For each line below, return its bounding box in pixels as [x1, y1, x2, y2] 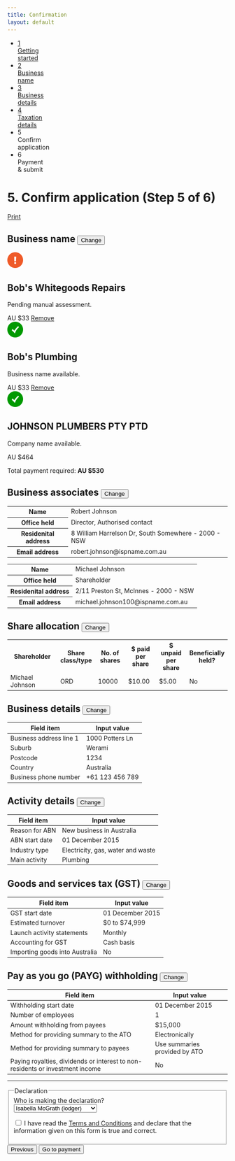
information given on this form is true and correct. [13, 1126, 157, 1134]
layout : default [7, 18, 55, 26]
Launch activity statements [10, 928, 88, 936]
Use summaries [155, 1040, 201, 1048]
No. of [101, 648, 120, 657]
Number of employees [10, 1011, 75, 1019]
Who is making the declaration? [13, 1096, 105, 1104]
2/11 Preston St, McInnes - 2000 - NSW [75, 587, 194, 595]
